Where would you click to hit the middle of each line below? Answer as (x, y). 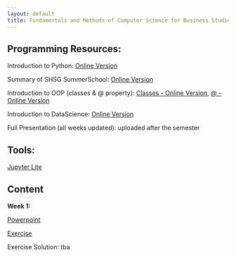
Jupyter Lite (25, 167)
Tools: (21, 150)
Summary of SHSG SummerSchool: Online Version (80, 80)
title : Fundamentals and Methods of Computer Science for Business (108, 20)
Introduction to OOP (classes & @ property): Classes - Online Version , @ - (114, 93)
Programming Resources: (64, 49)
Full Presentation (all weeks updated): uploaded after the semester (104, 128)
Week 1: (19, 206)
